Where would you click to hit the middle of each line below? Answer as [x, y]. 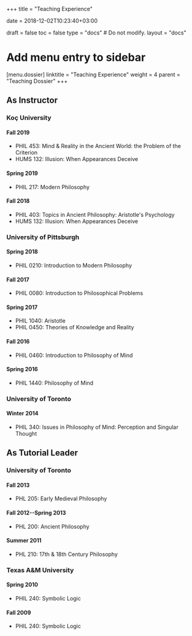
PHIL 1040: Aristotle [40, 321]
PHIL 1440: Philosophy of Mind [54, 383]
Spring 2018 [22, 252]
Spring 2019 [22, 173]
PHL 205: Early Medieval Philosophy [61, 499]
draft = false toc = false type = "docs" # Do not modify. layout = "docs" [96, 33]
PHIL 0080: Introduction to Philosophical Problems [79, 293]
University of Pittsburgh [43, 237]
